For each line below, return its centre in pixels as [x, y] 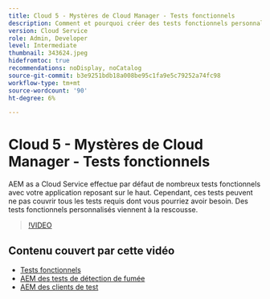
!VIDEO [40, 225]
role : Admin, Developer [48, 38]
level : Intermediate [43, 46]
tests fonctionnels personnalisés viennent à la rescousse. [103, 210]
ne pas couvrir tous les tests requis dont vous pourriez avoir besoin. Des [129, 201]
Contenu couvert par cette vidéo [92, 250]
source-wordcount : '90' [48, 90]
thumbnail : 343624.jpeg [48, 53]
